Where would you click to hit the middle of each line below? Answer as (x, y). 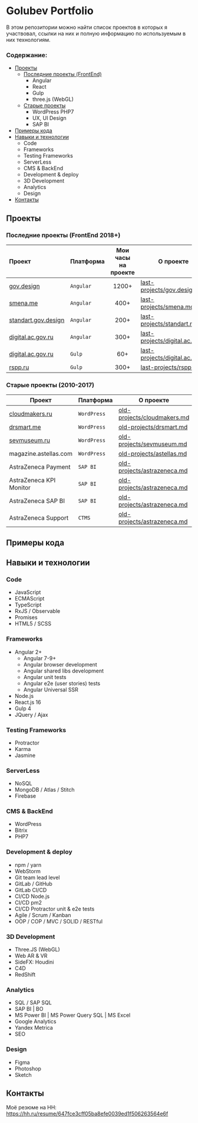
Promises (26, 618)
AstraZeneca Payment (40, 467)
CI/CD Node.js (32, 896)
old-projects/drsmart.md (153, 427)
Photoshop (28, 1068)
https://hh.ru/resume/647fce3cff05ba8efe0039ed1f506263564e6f (87, 1114)
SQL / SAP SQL (33, 1003)
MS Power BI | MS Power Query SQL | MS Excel (72, 1015)
